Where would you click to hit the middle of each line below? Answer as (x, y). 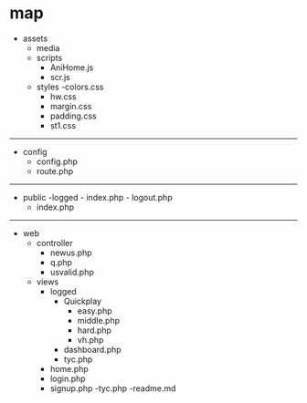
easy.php (95, 310)
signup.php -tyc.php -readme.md (113, 388)
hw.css (63, 96)
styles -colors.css (70, 87)
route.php (55, 170)
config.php (57, 161)
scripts (49, 57)
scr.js (60, 77)
